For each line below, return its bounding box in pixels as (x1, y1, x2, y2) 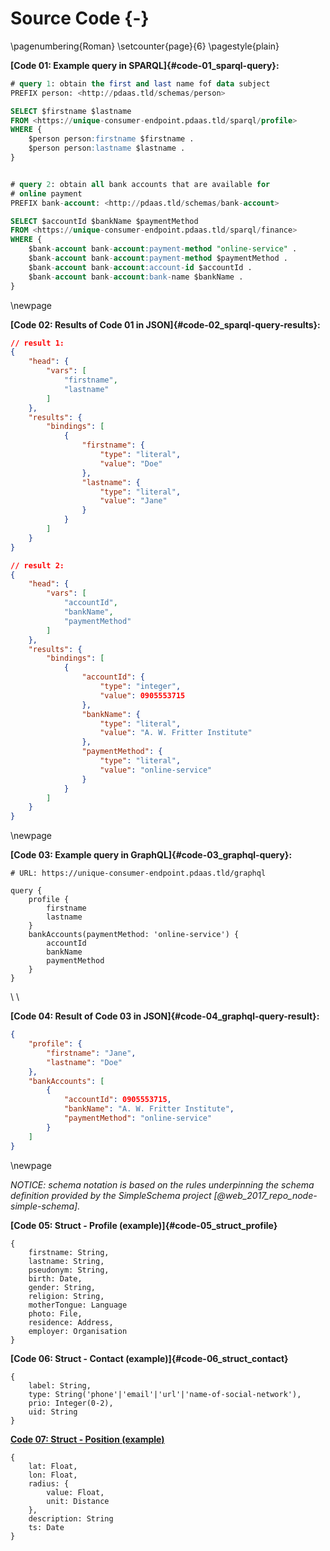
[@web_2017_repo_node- (213, 1189, 318, 1201)
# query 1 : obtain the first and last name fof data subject (10, 78, 271, 89)
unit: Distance (46, 1496, 110, 1506)
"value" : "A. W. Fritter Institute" (99, 728, 253, 738)
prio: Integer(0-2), (28, 1398, 114, 1408)
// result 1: (10, 338, 65, 348)
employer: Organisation (28, 1326, 128, 1336)
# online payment (10, 188, 83, 199)
